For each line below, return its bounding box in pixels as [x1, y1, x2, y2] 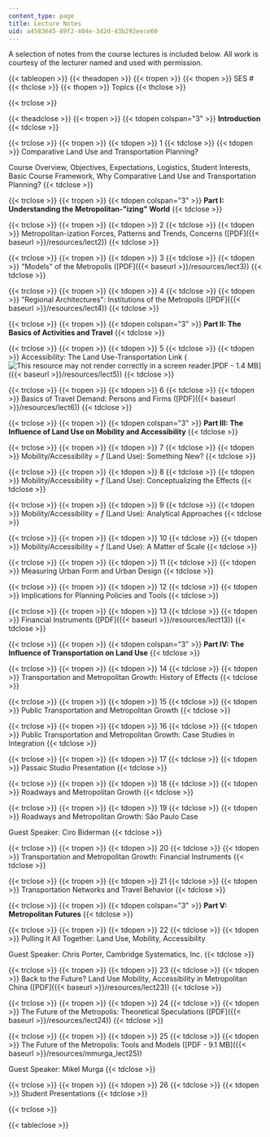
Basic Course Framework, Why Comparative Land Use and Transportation [8, 172, 256, 181]
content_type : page [8, 11, 75, 20]
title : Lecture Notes [8, 20, 82, 28]
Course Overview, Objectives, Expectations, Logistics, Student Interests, [8, 163, 250, 172]
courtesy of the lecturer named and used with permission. [8, 58, 203, 68]
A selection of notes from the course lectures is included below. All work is [8, 50, 259, 59]
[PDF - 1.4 [211, 361, 246, 371]
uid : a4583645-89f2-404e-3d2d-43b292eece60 [8, 27, 159, 35]
